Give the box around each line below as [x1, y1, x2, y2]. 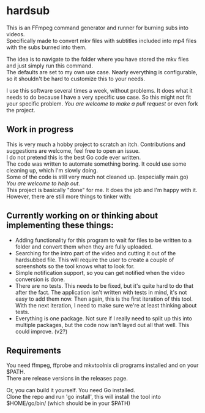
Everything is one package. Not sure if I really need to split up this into [15, 314, 193, 322]
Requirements [6, 345, 61, 356]
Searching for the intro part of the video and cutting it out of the [15, 249, 176, 257]
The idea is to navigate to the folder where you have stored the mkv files [6, 55, 189, 63]
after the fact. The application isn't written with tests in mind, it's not [15, 288, 187, 296]
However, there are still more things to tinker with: [6, 193, 132, 200]
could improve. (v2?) [15, 328, 68, 335]
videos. [6, 30, 25, 37]
